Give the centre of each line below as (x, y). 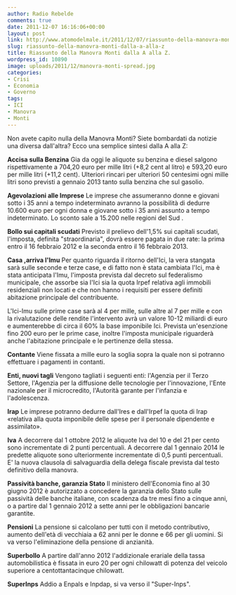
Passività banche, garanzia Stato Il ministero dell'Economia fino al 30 (109, 483)
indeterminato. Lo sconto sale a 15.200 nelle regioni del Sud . (96, 218)
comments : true (29, 20)
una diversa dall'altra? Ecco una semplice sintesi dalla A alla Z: (98, 145)
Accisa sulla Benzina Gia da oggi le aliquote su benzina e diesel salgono (112, 159)
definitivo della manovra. (43, 470)
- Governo (22, 92)
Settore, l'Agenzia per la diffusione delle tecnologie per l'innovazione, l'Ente (117, 383)
